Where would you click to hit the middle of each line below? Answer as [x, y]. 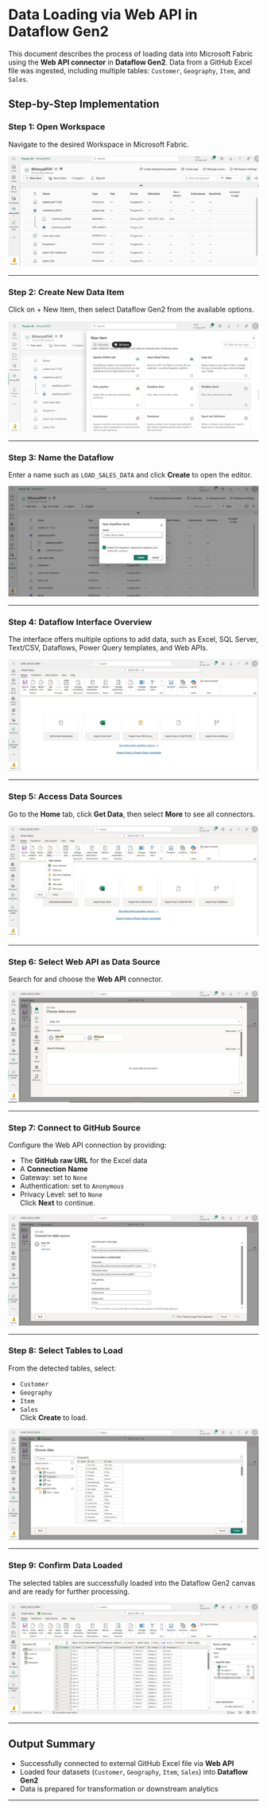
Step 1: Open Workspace [57, 127]
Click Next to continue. [57, 1203]
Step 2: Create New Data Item [66, 292]
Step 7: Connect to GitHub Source [75, 1127]
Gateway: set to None [53, 1178]
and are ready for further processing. [69, 1591]
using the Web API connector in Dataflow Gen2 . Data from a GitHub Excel [130, 62]
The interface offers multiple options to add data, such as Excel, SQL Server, [133, 639]
